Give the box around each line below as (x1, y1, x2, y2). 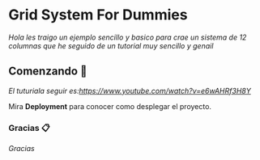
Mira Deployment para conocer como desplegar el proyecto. (8, 101, 212, 111)
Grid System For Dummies (8, 6, 188, 24)
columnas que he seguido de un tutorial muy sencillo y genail (8, 40, 214, 50)
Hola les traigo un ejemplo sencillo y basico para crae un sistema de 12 (8, 32, 247, 42)
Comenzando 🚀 (8, 65, 87, 78)
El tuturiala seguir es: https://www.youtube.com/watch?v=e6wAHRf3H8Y (8, 86, 251, 95)
